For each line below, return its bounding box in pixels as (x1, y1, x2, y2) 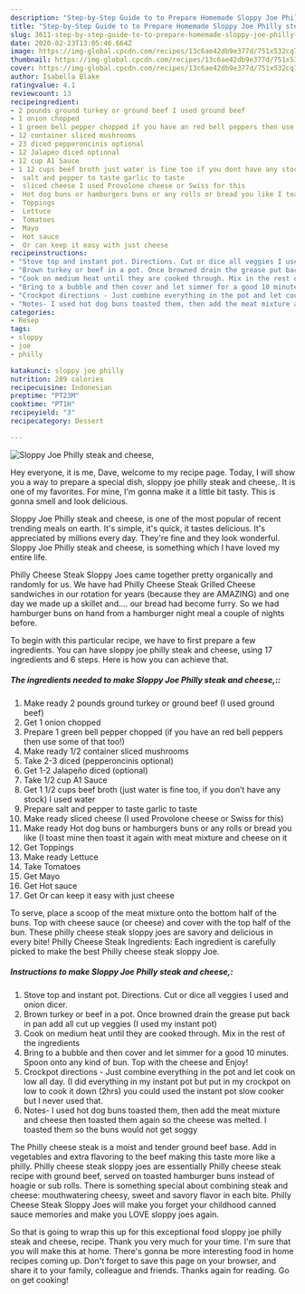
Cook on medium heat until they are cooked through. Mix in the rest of (23, 1028, 286, 1039)
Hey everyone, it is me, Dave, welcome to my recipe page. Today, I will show (10, 467, 296, 478)
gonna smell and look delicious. (10, 495, 129, 507)
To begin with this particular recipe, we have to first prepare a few (10, 634, 256, 645)
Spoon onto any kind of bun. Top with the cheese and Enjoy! (23, 1056, 249, 1068)
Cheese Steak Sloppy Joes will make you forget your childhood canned (10, 1199, 277, 1210)
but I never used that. (23, 1095, 103, 1106)
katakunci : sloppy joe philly (10, 366, 125, 376)
